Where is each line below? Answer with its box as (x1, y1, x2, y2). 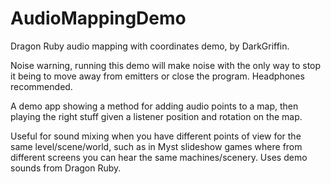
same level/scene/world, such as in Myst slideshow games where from (10, 140, 303, 152)
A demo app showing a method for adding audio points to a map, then (10, 100, 299, 112)
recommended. (10, 80, 73, 92)
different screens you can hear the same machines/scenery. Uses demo (10, 151, 308, 163)
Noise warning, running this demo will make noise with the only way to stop (10, 59, 322, 71)
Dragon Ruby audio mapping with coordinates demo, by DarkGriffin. (10, 40, 290, 52)
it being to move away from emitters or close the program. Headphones (10, 70, 305, 82)
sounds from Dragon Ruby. (10, 162, 122, 174)
